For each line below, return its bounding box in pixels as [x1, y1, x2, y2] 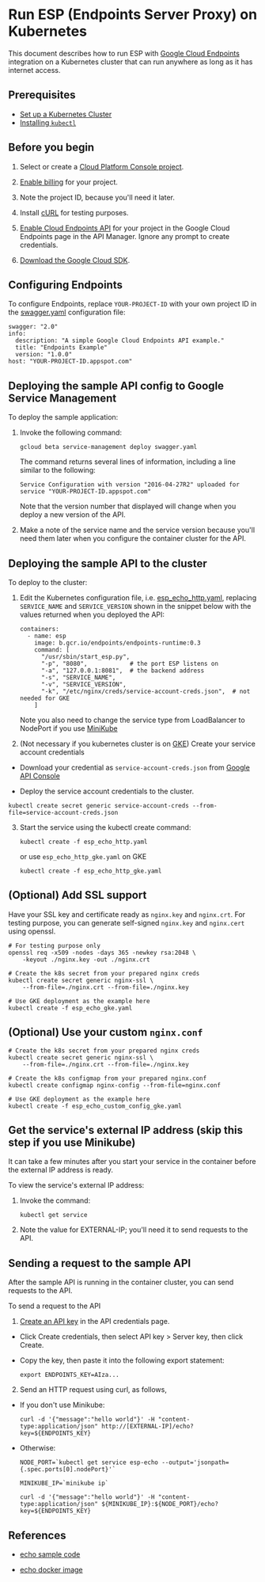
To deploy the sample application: [8, 413, 119, 422]
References [8, 1528, 66, 1542]
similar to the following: [19, 466, 97, 475]
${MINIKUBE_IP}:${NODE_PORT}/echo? [101, 1500, 219, 1508]
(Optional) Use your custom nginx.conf [8, 1025, 203, 1039]
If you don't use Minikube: [19, 1400, 105, 1410]
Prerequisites [8, 89, 76, 102]
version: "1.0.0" [15, 351, 73, 359]
